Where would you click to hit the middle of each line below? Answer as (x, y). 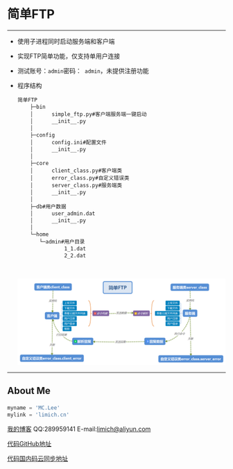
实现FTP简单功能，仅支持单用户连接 (69, 56)
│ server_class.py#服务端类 (76, 185)
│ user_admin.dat (63, 213)
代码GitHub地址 (29, 444)
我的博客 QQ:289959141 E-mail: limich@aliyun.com (79, 429)
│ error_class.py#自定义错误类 (80, 178)
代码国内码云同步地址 (37, 459)
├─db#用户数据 (48, 206)
